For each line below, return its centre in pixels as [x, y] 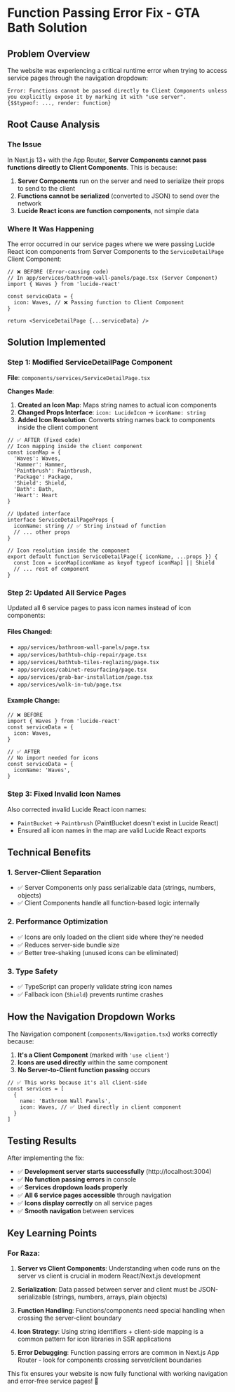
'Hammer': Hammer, [41, 464]
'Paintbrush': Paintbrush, [53, 471]
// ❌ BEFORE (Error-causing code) [58, 271]
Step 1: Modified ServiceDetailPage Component [90, 363]
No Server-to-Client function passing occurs [84, 1069]
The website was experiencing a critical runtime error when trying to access [117, 70]
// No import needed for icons [53, 758]
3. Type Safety [33, 971]
